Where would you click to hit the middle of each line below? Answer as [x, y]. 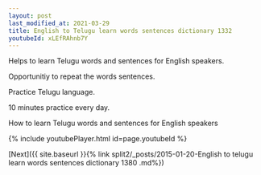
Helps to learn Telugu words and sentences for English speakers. [116, 61]
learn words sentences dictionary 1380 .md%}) [87, 163]
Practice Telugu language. [52, 92]
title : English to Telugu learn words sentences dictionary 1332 [120, 31]
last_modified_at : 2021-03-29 [59, 23]
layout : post [30, 16]
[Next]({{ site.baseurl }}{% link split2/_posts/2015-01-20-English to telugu [131, 154]
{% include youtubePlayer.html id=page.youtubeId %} [98, 139]
